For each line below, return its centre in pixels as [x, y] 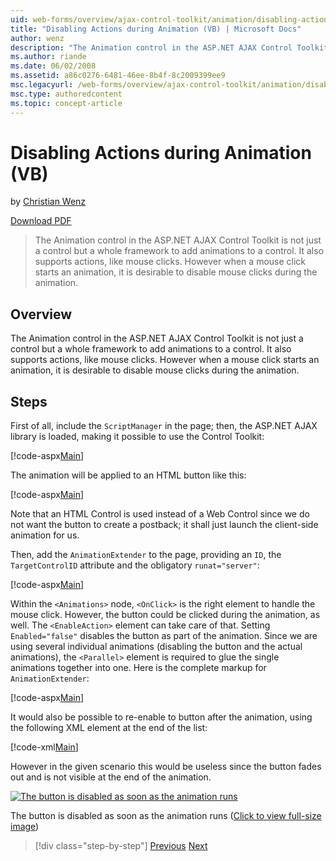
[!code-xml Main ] [44, 747]
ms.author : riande [48, 57]
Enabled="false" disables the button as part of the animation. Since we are [164, 636]
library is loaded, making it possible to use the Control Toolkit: [137, 437]
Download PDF [41, 221]
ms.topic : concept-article [66, 103]
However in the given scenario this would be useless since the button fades [166, 767]
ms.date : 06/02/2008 [53, 66]
